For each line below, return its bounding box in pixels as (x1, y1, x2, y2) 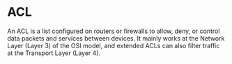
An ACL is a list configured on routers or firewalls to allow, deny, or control (7, 27, 220, 35)
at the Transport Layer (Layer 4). (7, 49, 101, 57)
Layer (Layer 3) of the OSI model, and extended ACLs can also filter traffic (7, 41, 220, 50)
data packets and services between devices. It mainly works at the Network (7, 34, 225, 42)
